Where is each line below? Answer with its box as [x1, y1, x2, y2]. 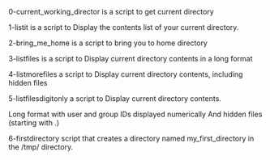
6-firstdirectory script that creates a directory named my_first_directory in [8, 133, 255, 143]
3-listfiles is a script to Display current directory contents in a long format [8, 54, 253, 63]
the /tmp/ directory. [8, 142, 74, 152]
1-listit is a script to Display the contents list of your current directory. [8, 23, 239, 32]
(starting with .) [8, 118, 60, 128]
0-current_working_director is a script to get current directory [8, 7, 215, 16]
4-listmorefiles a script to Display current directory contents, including [8, 69, 243, 79]
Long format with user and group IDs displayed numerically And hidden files [8, 109, 263, 119]
